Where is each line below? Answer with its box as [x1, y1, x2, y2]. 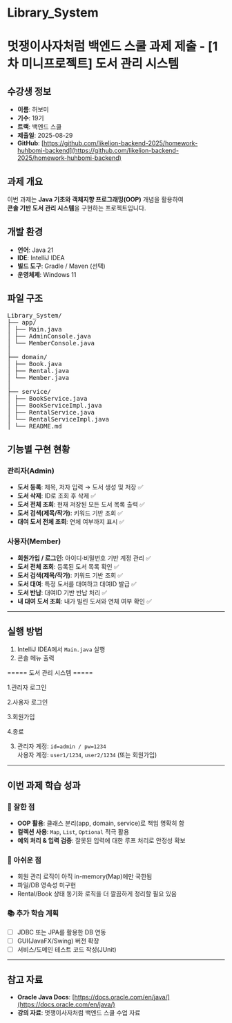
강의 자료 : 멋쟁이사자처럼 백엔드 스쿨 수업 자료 [17, 1008, 141, 1017]
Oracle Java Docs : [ [17, 993, 75, 1001]
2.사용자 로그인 [7, 698, 48, 707]
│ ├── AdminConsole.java [7, 332, 91, 340]
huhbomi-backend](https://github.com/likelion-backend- [17, 147, 180, 155]
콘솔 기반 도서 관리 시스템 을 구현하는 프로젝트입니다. [7, 204, 146, 212]
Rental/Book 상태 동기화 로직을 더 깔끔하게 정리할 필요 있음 [17, 889, 177, 898]
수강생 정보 [7, 85, 52, 98]
